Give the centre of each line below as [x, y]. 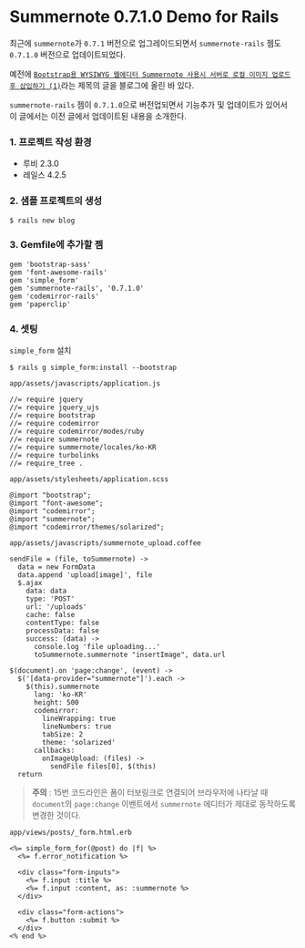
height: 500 [56, 703]
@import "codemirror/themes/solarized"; [87, 527]
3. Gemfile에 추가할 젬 [56, 245]
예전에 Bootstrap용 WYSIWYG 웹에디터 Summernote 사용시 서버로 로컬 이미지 [139, 74]
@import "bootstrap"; [51, 495]
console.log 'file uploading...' [97, 647]
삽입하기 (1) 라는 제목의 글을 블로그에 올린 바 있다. [107, 85]
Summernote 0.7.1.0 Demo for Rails [144, 17]
